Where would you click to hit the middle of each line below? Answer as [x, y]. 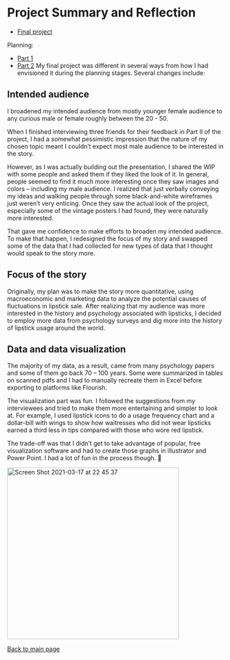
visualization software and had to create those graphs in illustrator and [107, 451]
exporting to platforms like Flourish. [57, 388]
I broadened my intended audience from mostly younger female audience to [115, 111]
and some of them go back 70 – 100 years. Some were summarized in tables [115, 373]
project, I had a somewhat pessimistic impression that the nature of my [107, 139]
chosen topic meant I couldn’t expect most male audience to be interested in [115, 146]
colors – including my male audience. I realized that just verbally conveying [113, 189]
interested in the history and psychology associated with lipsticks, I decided [114, 313]
